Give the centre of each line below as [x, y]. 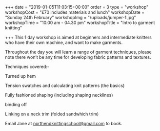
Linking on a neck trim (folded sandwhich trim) [52, 114]
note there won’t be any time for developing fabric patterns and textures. [78, 57]
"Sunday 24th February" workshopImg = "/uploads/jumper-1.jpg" [70, 17]
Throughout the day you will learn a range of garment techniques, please [79, 52]
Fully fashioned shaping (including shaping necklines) [59, 95]
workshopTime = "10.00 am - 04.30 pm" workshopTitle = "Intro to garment [80, 22]
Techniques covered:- [27, 66]
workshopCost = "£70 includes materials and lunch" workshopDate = [75, 12]
